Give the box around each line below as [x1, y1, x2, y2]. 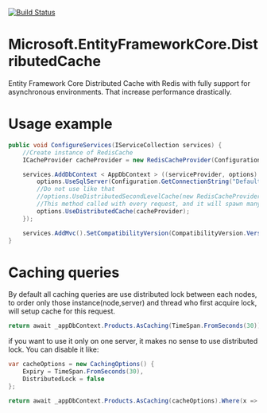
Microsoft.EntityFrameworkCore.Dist [8, 36, 258, 53]
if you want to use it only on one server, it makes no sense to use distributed [8, 337, 258, 346]
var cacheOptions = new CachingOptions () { [8, 360, 155, 368]
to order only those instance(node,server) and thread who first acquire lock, [8, 298, 257, 308]
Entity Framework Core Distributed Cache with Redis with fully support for [8, 78, 250, 88]
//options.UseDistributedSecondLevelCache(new [37, 193, 194, 201]
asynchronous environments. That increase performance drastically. [8, 87, 232, 96]
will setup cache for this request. [8, 306, 116, 316]
